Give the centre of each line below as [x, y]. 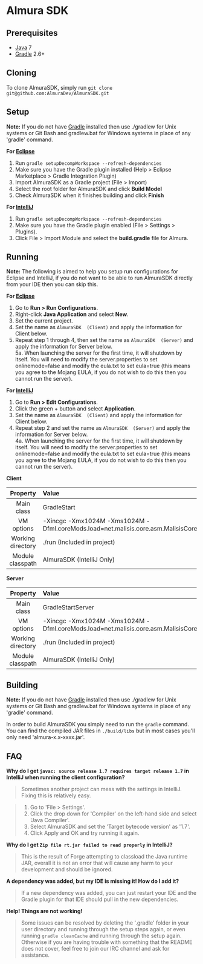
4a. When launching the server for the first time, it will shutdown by [99, 441]
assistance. [35, 955]
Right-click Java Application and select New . [72, 314]
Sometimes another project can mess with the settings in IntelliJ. [101, 789]
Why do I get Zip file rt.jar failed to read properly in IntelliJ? [90, 845]
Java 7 [23, 47]
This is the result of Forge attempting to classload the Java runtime [104, 857]
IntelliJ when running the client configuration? [66, 777]
